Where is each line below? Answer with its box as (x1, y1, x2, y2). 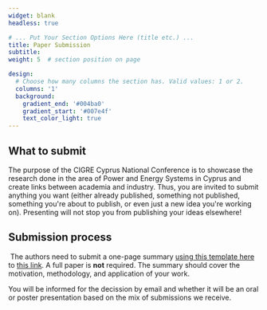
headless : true (8, 19, 59, 27)
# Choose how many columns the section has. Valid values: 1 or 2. (15, 77, 245, 85)
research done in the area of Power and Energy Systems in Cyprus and (8, 173, 241, 183)
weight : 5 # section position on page (8, 56, 141, 64)
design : (8, 70, 34, 78)
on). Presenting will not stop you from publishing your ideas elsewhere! (8, 207, 241, 217)
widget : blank (8, 11, 56, 20)
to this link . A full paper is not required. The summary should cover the (8, 260, 241, 269)
